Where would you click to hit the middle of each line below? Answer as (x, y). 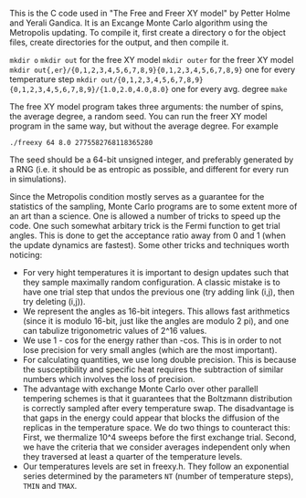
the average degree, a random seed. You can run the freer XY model (138, 116)
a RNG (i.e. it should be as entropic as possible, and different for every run (149, 169)
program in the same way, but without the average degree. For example (144, 126)
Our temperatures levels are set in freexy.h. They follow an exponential (156, 466)
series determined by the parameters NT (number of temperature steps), (158, 476)
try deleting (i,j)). (54, 301)
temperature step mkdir (53, 79)
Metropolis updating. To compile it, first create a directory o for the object (148, 32)
